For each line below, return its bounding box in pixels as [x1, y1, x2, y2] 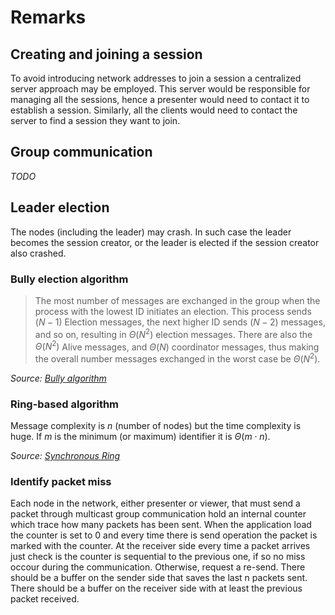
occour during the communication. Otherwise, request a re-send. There [10, 561, 306, 573]
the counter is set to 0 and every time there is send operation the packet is [10, 529, 318, 541]
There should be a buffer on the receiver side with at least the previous [10, 582, 303, 595]
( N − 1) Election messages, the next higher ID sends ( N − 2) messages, [34, 316, 326, 328]
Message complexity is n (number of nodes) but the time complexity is [10, 420, 302, 432]
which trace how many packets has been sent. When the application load [10, 519, 312, 531]
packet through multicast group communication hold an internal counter [10, 508, 307, 520]
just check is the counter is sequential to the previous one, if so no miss [10, 551, 306, 563]
